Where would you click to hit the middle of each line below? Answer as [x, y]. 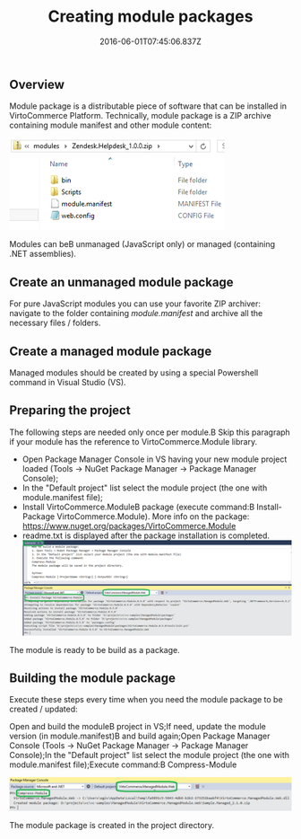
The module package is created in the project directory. [112, 826]
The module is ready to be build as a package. [95, 649]
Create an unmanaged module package [122, 282]
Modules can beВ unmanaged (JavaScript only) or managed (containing [142, 244]
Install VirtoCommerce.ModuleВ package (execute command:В [138, 507]
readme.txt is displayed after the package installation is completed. [146, 535]
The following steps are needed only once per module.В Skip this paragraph [150, 432]
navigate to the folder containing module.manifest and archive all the [136, 314]
